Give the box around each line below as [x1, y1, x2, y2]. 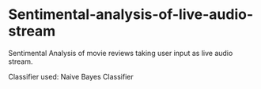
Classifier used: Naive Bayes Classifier [8, 72, 134, 81]
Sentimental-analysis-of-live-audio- [8, 6, 254, 24]
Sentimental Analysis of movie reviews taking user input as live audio [8, 48, 233, 57]
